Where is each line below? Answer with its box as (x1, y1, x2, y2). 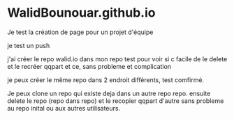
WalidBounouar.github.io (7, 5, 156, 21)
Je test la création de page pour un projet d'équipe (7, 28, 154, 36)
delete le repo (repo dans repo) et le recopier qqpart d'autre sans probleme (7, 96, 224, 105)
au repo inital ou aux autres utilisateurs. (7, 104, 121, 112)
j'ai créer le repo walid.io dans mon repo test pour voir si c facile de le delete (7, 54, 228, 63)
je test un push (7, 41, 50, 49)
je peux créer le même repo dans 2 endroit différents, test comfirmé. (7, 75, 205, 84)
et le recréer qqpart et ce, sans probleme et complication (7, 62, 172, 70)
